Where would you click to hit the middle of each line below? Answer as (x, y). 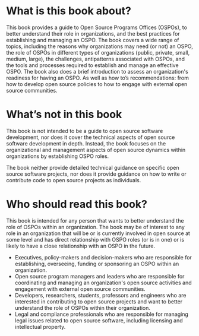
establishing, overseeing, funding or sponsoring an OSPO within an (97, 264)
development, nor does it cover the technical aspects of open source (91, 137)
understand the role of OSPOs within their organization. (82, 308)
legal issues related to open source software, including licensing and (99, 320)
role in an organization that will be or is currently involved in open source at (98, 233)
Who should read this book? (77, 205)
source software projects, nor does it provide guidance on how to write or (96, 174)
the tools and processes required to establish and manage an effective (93, 65)
